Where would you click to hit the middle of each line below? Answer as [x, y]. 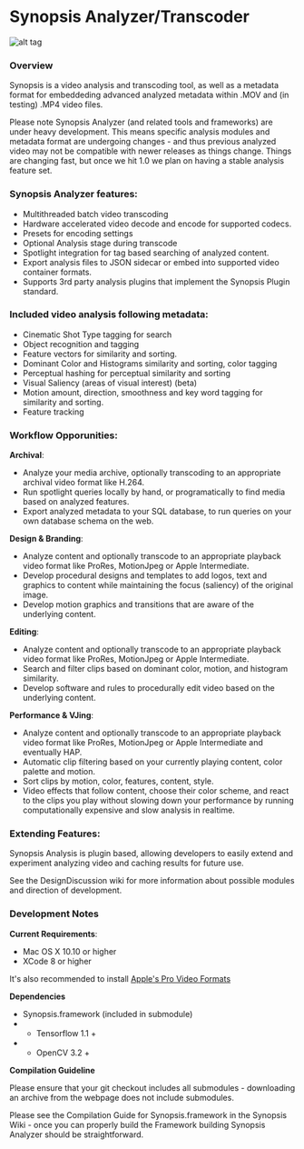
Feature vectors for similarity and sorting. [100, 354]
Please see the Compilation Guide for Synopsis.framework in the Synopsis [148, 1114]
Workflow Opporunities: [64, 435]
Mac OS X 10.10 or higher [69, 951]
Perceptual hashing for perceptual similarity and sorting [127, 373]
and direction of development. [66, 890]
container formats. [57, 272]
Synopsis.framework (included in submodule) [108, 1014]
